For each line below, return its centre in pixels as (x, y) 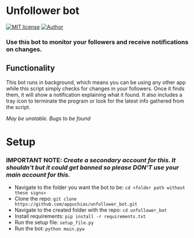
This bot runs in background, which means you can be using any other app (96, 82)
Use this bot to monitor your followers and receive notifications (97, 42)
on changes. (24, 49)
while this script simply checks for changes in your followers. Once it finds (95, 88)
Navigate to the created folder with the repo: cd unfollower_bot (91, 210)
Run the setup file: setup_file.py (54, 222)
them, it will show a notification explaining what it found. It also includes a (94, 94)
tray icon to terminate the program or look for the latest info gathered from (95, 101)
